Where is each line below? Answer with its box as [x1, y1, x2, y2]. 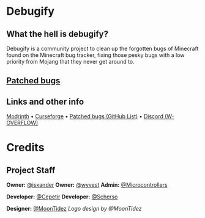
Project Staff [6, 165, 56, 175]
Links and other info [6, 96, 84, 107]
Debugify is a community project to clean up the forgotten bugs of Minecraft [6, 45, 199, 52]
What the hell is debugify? [6, 29, 109, 39]
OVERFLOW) [6, 119, 39, 127]
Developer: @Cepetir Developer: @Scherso [6, 193, 118, 200]
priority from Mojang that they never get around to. [6, 58, 135, 65]
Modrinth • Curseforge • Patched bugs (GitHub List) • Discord [6, 113, 164, 120]
